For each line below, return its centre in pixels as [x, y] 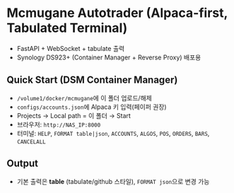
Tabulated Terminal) [67, 28]
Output [22, 164]
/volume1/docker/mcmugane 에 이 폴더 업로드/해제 [84, 98]
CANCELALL [31, 142]
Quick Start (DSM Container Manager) [92, 80]
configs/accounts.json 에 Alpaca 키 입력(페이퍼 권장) [92, 107]
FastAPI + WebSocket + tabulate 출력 [71, 48]
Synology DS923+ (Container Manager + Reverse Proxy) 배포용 [109, 57]
